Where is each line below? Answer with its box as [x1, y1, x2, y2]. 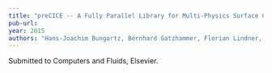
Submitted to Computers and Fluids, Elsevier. [8, 56, 159, 66]
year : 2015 [8, 26, 45, 34]
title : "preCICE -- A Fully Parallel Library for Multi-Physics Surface [8, 11, 259, 20]
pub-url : [8, 19, 38, 27]
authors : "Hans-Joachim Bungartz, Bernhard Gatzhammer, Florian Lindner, [8, 34, 263, 43]
